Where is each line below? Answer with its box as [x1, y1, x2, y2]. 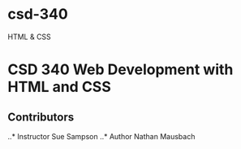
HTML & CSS [7, 32, 52, 42]
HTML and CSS [7, 78, 111, 96]
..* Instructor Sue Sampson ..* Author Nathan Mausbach [7, 131, 196, 141]
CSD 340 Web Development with [7, 60, 234, 79]
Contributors [7, 110, 75, 124]
